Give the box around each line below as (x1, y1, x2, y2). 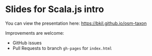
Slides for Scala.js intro (5, 4, 104, 15)
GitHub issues (12, 39, 42, 46)
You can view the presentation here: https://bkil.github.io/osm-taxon (5, 20, 147, 26)
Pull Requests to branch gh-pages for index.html (12, 45, 112, 51)
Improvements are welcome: (5, 30, 64, 36)
